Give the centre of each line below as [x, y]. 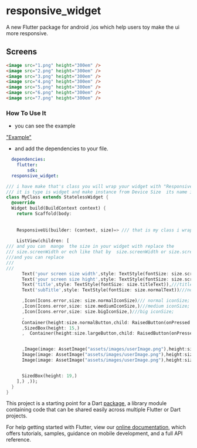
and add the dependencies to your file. [61, 149]
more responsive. [27, 33]
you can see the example [45, 126]
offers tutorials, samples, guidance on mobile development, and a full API [94, 433]
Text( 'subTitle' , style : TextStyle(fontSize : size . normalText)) [101, 290]
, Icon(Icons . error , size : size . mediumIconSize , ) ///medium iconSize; [106, 306]
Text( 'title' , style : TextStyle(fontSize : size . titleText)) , [96, 285]
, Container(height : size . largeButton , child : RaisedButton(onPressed [108, 334]
